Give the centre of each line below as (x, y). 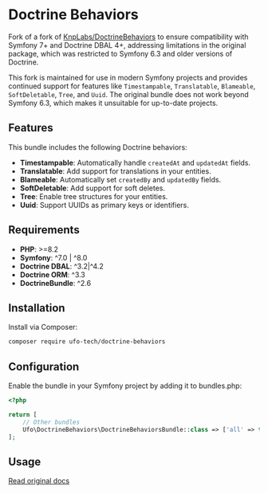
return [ (23, 415)
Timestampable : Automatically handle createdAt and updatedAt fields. (135, 162)
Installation (37, 308)
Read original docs (39, 481)
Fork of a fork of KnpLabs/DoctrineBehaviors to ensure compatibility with (128, 37)
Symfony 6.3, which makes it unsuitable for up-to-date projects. (113, 103)
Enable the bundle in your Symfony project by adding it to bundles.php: (125, 386)
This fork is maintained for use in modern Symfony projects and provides (128, 77)
